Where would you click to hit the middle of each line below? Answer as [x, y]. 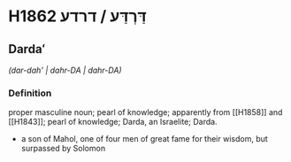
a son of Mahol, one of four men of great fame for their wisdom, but [145, 139]
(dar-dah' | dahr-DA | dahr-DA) [65, 70]
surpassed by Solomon [63, 149]
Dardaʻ [27, 49]
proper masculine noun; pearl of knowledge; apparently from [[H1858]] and [145, 112]
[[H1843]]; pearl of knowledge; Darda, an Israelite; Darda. [113, 122]
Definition [30, 93]
